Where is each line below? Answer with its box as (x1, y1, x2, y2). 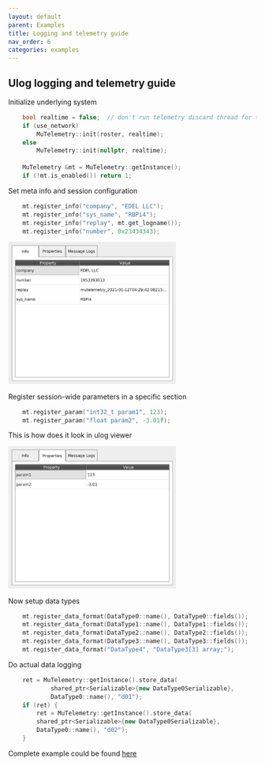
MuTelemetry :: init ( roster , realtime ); (36, 130, 164, 138)
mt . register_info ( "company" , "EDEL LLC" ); (22, 202, 164, 210)
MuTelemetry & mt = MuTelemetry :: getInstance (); (22, 163, 181, 171)
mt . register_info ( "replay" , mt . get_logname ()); (22, 219, 181, 227)
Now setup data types (8, 596, 80, 606)
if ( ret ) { (22, 701, 58, 709)
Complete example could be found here (8, 749, 137, 758)
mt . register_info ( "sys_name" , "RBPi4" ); (22, 210, 157, 219)
